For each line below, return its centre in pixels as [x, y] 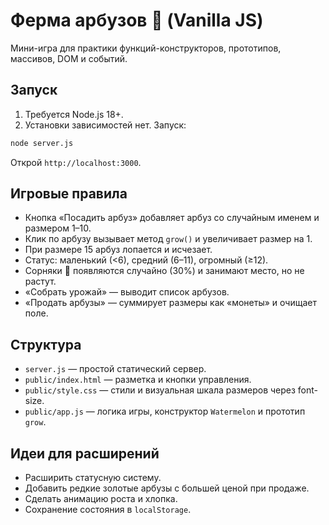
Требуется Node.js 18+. [74, 114]
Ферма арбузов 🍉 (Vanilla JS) [137, 20]
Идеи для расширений [85, 453]
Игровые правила [69, 194]
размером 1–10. [58, 228]
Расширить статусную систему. [93, 478]
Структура [46, 344]
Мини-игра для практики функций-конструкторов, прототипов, [146, 48]
